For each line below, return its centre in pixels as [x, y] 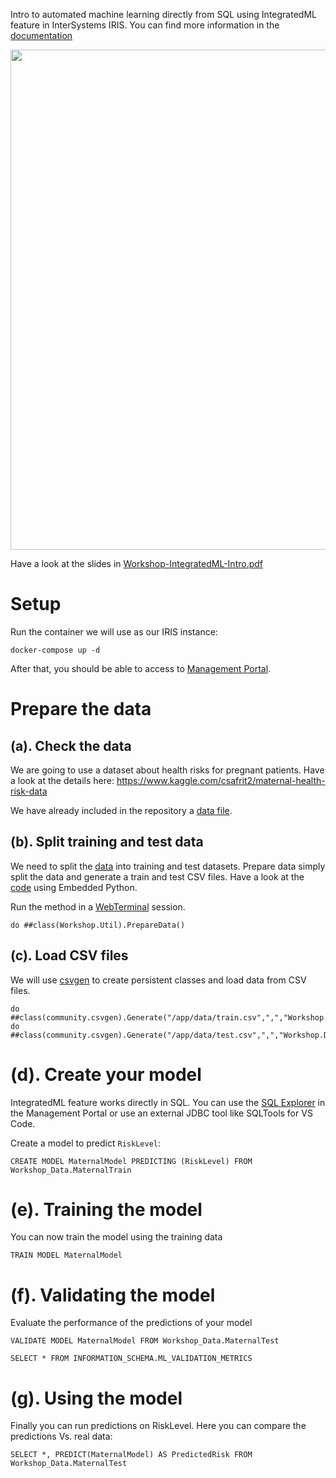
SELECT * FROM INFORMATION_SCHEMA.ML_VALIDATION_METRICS [131, 1359]
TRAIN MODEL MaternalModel [66, 1255]
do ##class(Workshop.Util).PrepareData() [98, 925]
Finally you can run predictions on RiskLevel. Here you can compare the [158, 1426]
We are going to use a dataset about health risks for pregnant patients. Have [167, 770]
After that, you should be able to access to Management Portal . [141, 668]
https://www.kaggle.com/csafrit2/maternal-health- [221, 780]
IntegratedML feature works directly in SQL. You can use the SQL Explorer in [168, 1102]
